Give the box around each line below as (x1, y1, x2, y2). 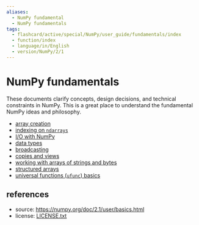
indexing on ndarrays (15, 126, 68, 134)
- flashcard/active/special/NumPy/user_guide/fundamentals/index (12, 32, 182, 38)
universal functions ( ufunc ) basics (15, 171, 101, 179)
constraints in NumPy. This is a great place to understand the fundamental (6, 101, 194, 109)
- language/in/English (12, 43, 70, 49)
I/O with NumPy (15, 132, 55, 140)
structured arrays (15, 165, 59, 173)
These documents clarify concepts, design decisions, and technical (6, 95, 176, 102)
